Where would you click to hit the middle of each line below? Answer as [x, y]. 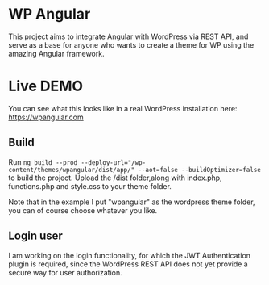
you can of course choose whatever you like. [83, 210]
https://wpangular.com [46, 117]
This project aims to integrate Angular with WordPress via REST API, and [128, 36]
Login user [35, 236]
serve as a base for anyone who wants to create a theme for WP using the [131, 44]
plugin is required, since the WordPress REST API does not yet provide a [128, 264]
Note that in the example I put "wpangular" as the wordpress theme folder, [132, 202]
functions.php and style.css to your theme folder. [90, 186]
